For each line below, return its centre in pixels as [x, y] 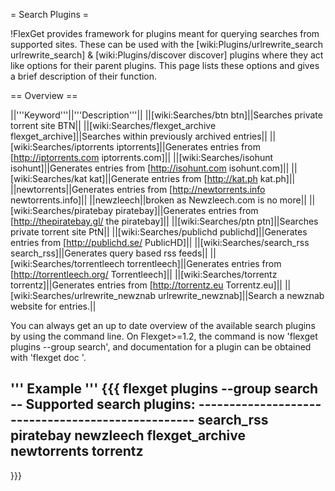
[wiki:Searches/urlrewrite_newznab [83, 295]
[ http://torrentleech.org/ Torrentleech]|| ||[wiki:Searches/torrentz [144, 274]
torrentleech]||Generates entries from [204, 263]
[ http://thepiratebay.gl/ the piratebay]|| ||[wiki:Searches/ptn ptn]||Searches [164, 221]
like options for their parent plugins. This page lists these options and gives [165, 65]
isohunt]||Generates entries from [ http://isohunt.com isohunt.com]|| [150, 168]
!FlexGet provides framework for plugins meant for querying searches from [165, 33]
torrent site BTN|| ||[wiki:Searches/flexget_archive [113, 125]
